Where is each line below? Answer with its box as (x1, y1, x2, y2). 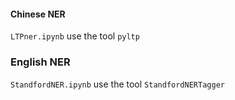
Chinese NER (10, 8, 66, 20)
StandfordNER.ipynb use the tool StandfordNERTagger (10, 78, 225, 90)
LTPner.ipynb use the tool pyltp (10, 30, 140, 42)
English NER (10, 55, 71, 69)
